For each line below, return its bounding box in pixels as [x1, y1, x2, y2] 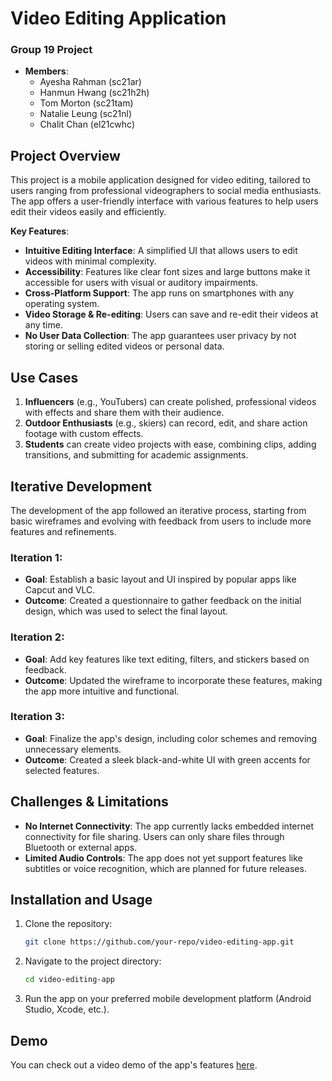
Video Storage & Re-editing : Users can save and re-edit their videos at [24, 308, 319, 321]
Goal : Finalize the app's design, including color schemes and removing [24, 732, 318, 744]
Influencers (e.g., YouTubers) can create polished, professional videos [24, 396, 317, 408]
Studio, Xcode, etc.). [24, 1003, 110, 1016]
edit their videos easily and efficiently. [10, 206, 167, 218]
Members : [24, 65, 69, 77]
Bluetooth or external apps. [24, 841, 138, 853]
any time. [24, 319, 63, 331]
